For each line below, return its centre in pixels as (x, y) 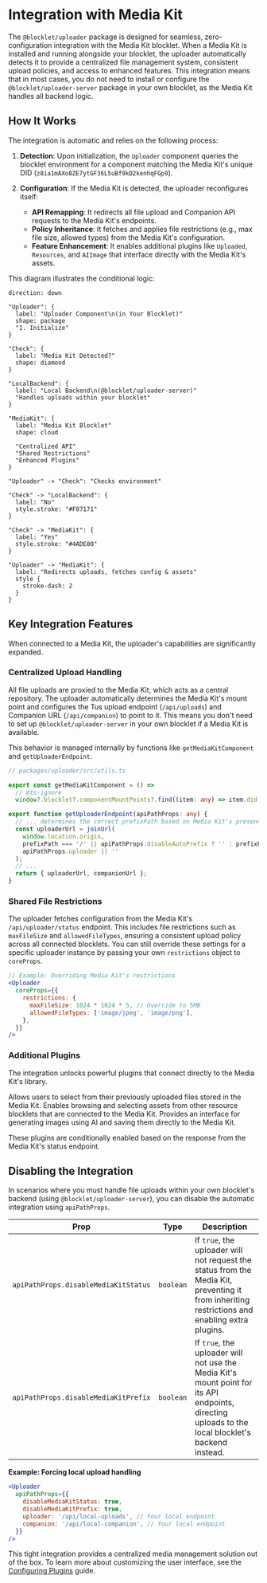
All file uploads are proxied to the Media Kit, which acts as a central (118, 689)
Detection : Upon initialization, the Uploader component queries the (129, 155)
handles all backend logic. (51, 96)
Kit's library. (28, 1081)
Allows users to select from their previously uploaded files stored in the (125, 1097)
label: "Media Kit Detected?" (65, 355)
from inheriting (222, 1300)
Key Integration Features (71, 625)
